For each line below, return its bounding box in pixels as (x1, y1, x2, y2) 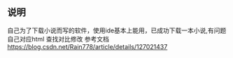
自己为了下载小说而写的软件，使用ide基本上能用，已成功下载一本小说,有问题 (7, 26, 227, 35)
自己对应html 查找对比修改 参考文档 (7, 35, 110, 43)
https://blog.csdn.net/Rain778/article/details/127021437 (7, 42, 168, 50)
